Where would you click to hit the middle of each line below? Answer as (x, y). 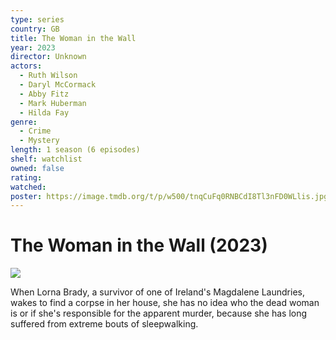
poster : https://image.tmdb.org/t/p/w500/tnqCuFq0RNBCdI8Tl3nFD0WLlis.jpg (169, 196)
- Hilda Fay (44, 112)
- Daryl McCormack (58, 85)
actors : (26, 66)
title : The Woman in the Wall (73, 38)
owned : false (37, 168)
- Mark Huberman (53, 103)
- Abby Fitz (44, 94)
